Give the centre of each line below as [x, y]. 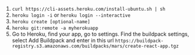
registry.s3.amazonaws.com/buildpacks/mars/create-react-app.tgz [95, 46]
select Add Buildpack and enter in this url [63, 40]
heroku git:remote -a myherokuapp [55, 28]
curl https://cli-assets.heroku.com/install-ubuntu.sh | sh [88, 9]
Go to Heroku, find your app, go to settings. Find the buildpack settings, [100, 34]
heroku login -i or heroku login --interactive [71, 15]
